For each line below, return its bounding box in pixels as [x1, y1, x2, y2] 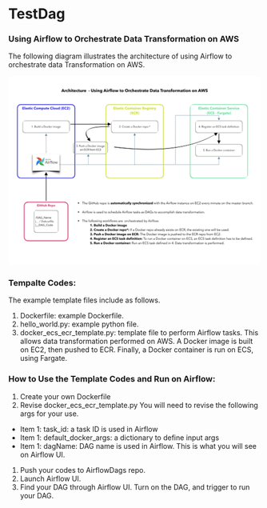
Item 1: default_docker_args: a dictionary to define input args [19, 433, 220, 442]
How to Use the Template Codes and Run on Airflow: [8, 374, 216, 385]
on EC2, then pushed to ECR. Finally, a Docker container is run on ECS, [19, 345, 254, 354]
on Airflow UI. [19, 450, 66, 459]
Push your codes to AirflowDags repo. [19, 465, 146, 474]
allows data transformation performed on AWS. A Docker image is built [19, 337, 253, 346]
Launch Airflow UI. [19, 474, 82, 483]
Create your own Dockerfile [19, 391, 111, 401]
